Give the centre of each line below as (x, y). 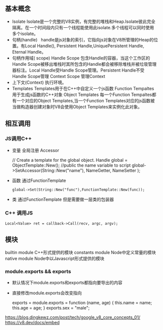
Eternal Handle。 (29, 52)
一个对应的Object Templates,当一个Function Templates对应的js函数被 (86, 100)
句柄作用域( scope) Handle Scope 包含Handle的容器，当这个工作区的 (81, 58)
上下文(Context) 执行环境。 (39, 82)
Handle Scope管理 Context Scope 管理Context (58, 76)
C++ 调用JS (19, 213)
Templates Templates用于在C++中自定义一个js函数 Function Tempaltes (83, 88)
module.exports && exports (38, 271)
